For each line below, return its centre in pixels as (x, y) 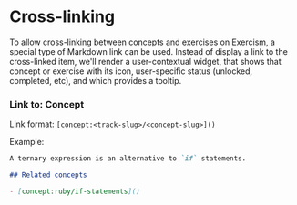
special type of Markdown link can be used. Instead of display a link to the (149, 51)
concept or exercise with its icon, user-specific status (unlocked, (131, 71)
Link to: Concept (47, 104)
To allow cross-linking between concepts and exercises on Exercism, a (143, 42)
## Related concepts (49, 175)
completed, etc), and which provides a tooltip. (96, 80)
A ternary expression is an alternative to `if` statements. (128, 159)
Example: (27, 142)
